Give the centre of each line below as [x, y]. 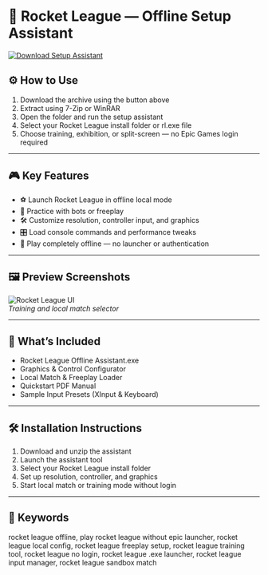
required [34, 142]
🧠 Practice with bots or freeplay [72, 211]
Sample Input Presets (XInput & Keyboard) [89, 395]
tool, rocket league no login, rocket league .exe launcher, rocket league [125, 553]
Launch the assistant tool [61, 460]
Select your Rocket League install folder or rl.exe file [106, 125]
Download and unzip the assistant [75, 451]
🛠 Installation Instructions [75, 428]
